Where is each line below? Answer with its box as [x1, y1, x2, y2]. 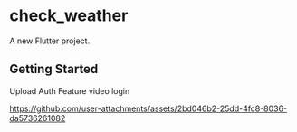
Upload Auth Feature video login [9, 85, 130, 96]
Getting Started [9, 61, 99, 77]
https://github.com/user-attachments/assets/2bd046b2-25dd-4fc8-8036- [9, 103, 288, 114]
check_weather [9, 5, 129, 26]
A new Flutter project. [9, 35, 91, 46]
